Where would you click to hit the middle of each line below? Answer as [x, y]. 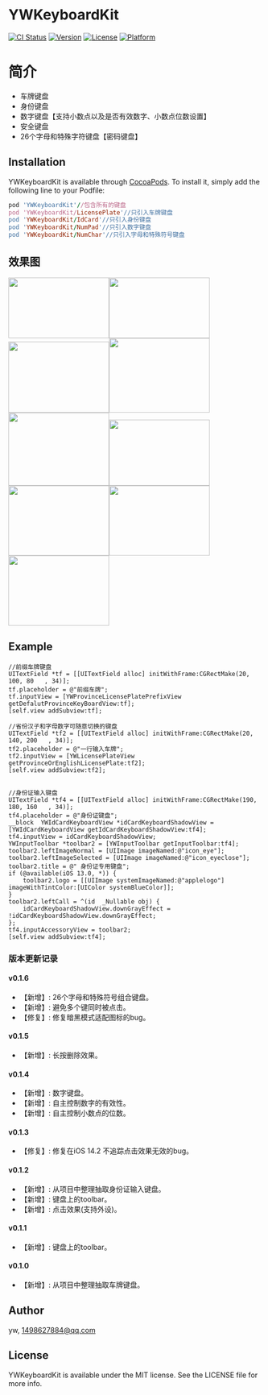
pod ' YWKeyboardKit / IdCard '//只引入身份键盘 [80, 220]
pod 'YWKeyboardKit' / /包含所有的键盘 [67, 205]
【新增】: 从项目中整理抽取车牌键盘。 [82, 1285]
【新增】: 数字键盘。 [54, 1093]
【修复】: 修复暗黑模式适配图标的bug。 [85, 1017]
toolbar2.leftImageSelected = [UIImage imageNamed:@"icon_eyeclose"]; [129, 857]
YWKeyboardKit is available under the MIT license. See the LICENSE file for [133, 1375]
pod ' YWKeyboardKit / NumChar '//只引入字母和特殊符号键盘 [97, 235]
